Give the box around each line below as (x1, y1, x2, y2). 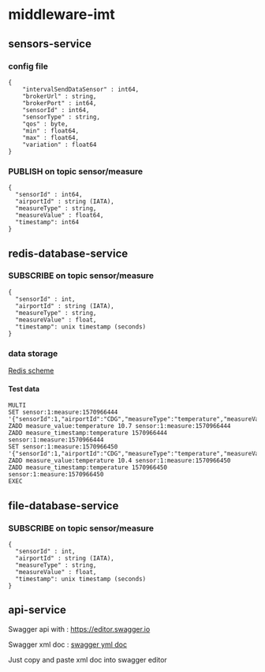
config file (8, 61, 49, 72)
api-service (8, 603, 67, 617)
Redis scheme (8, 366, 54, 376)
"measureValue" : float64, (15, 212, 104, 220)
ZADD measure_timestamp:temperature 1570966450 (8, 464, 168, 471)
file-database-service (8, 499, 119, 512)
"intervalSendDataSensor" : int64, (22, 85, 140, 93)
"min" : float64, (22, 126, 80, 135)
